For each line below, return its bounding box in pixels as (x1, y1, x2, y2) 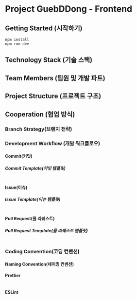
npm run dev (5, 41, 29, 46)
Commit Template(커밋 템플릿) (5, 165, 66, 171)
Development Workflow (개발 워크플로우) (5, 140, 101, 147)
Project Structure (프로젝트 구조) (5, 92, 102, 100)
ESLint (5, 289, 18, 295)
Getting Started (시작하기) (5, 24, 83, 32)
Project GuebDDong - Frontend (5, 3, 133, 15)
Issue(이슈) (5, 184, 28, 190)
